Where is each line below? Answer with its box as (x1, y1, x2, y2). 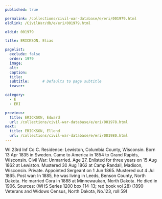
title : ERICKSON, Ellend (9, 128, 60, 134)
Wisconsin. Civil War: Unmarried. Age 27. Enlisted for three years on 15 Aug (5, 157, 157, 163)
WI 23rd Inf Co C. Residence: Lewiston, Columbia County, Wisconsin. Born (5, 147, 156, 152)
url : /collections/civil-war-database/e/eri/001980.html (9, 133, 128, 138)
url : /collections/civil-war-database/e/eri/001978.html (9, 120, 128, 124)
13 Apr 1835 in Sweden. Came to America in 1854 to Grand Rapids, (5, 151, 139, 157)
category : (5, 93, 25, 98)
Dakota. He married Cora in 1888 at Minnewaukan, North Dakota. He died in (5, 177, 158, 184)
